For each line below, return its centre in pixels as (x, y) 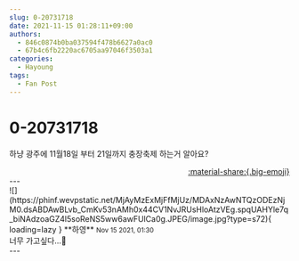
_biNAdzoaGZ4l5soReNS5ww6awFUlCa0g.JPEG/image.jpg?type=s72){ (141, 218)
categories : (31, 59)
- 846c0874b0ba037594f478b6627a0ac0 (85, 42)
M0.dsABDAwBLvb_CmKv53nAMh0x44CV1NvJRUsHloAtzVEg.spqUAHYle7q (149, 209)
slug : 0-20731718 (41, 17)
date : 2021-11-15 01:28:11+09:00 (71, 26)
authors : (25, 34)
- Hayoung (35, 68)
